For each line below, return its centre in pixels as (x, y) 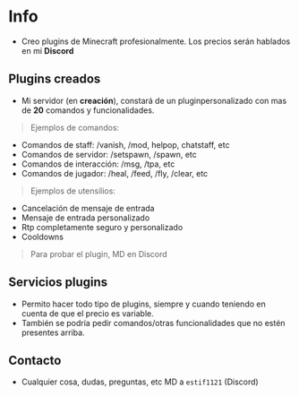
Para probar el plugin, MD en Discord (98, 254)
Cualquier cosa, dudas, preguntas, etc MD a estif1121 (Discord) (140, 382)
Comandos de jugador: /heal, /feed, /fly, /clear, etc (115, 173)
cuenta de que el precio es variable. (87, 313)
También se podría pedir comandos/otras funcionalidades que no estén (153, 323)
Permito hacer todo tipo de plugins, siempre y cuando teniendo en (143, 304)
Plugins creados (55, 79)
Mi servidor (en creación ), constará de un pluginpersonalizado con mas (154, 100)
